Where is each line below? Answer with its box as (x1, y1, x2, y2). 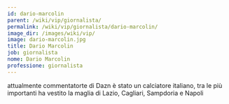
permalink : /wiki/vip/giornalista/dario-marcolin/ (7, 23, 158, 30)
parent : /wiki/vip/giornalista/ (7, 17, 102, 24)
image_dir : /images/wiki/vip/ (7, 29, 96, 37)
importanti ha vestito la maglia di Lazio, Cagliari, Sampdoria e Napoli (7, 89, 204, 97)
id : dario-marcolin (7, 10, 64, 17)
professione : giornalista (7, 62, 83, 69)
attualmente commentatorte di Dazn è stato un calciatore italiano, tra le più (7, 81, 223, 89)
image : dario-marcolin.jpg (7, 36, 86, 43)
